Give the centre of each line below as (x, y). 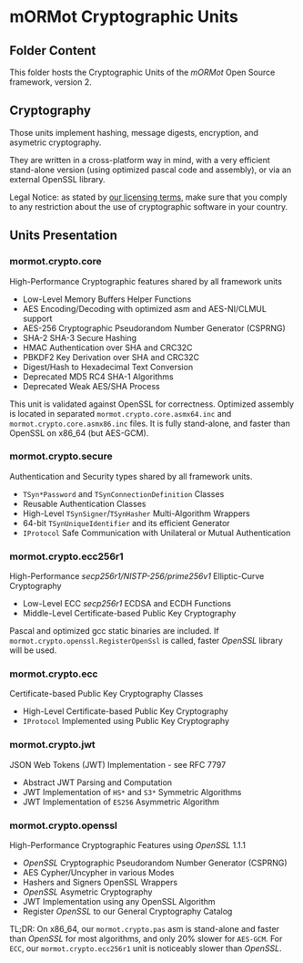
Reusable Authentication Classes (84, 503)
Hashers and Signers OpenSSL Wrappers (100, 882)
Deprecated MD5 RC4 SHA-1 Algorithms (98, 377)
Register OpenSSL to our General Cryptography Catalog (127, 911)
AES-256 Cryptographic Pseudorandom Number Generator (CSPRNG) (154, 328)
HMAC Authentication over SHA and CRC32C (107, 347)
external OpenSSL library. (58, 179)
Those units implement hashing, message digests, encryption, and (134, 132)
